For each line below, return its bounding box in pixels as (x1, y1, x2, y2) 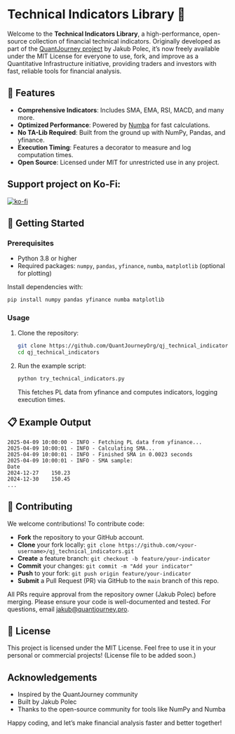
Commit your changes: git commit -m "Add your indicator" (17, 561, 193, 570)
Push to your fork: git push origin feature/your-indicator (17, 568, 192, 578)
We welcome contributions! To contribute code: (7, 519, 145, 528)
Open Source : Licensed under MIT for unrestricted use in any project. (17, 158, 220, 166)
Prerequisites (7, 238, 54, 248)
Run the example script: (17, 361, 86, 371)
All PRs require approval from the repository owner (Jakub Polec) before (7, 589, 216, 599)
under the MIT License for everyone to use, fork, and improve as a (7, 52, 199, 60)
